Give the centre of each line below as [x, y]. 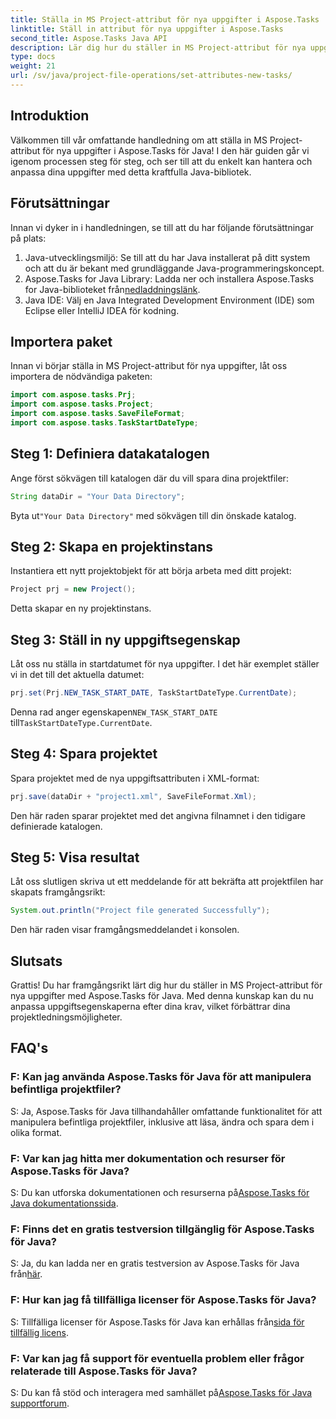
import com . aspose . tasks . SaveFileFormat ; [98, 414]
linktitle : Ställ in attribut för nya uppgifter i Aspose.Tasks [147, 29]
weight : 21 [33, 66]
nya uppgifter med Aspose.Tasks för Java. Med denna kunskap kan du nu [162, 996]
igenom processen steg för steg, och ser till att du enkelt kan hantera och [161, 161]
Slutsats [36, 961]
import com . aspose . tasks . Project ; [82, 404]
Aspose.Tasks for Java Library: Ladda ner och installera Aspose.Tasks [169, 278]
